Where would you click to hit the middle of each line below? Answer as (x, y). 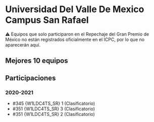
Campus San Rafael (47, 20)
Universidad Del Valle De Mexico (75, 9)
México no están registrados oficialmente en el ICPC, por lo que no (75, 39)
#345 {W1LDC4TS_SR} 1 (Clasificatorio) (54, 104)
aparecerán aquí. (23, 45)
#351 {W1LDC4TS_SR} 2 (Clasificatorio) (54, 114)
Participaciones (31, 78)
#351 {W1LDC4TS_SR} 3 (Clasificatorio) (54, 109)
